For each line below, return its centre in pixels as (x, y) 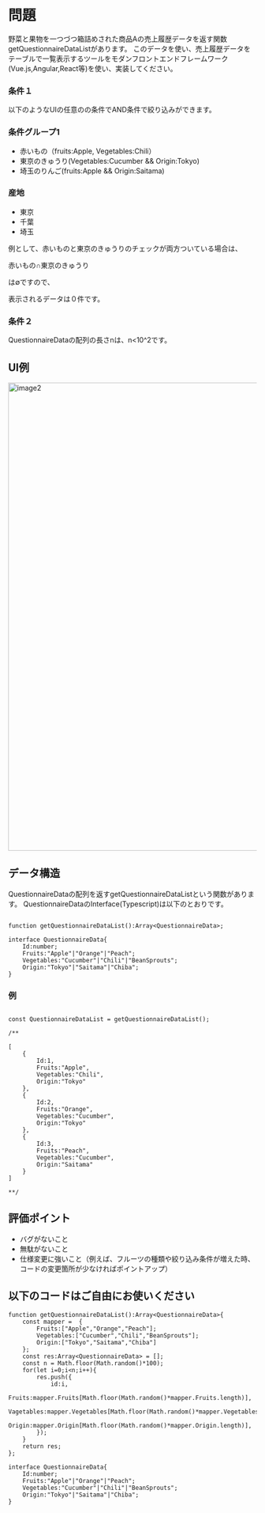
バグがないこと (44, 1239)
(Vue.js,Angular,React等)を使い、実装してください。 (93, 68)
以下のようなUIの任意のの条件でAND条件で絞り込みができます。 (112, 110)
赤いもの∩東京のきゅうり (49, 265)
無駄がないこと (44, 1249)
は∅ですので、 (32, 282)
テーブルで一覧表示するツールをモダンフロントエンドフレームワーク (118, 59)
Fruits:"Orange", (65, 1110)
